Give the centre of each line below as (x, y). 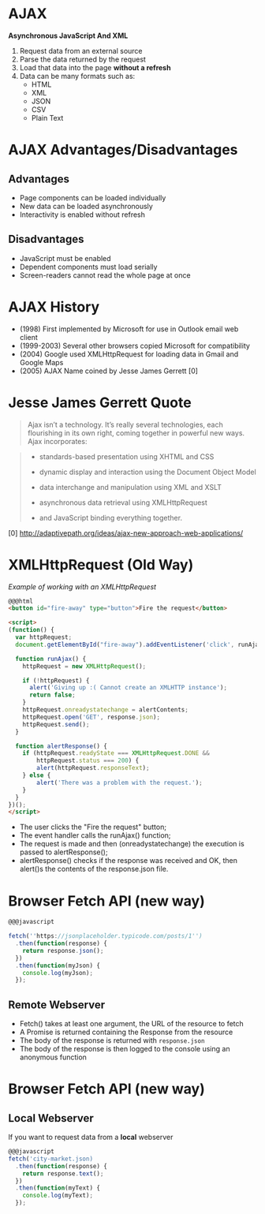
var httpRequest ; (44, 637)
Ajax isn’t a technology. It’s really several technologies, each (125, 424)
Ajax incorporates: (57, 441)
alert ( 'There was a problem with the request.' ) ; (119, 783)
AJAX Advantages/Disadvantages (123, 150)
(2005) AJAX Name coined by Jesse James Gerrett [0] (109, 371)
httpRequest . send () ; (56, 724)
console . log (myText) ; (58, 1196)
